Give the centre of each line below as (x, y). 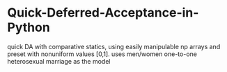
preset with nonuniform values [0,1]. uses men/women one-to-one (102, 54)
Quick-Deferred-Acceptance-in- (103, 13)
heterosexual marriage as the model (59, 61)
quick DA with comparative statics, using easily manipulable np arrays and (114, 46)
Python (29, 27)
